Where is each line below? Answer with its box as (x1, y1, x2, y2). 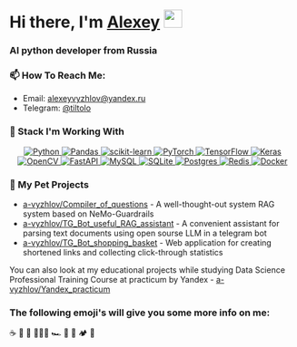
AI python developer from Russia (9, 44, 158, 57)
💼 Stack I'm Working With (9, 125, 124, 138)
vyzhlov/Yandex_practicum (9, 284, 111, 294)
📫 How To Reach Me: (9, 69, 106, 82)
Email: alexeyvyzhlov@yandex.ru (22, 93, 146, 104)
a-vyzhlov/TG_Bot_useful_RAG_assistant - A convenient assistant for (22, 218, 280, 228)
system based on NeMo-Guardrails (22, 208, 154, 219)
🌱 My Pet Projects (9, 178, 89, 190)
